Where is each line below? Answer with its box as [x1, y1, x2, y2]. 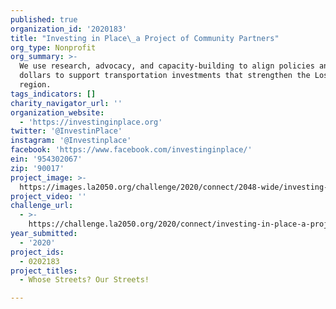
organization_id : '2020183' [10, 24, 128, 34]
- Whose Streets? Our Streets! [19, 275, 150, 285]
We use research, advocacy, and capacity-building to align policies [19, 61, 315, 71]
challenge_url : [10, 201, 74, 211]
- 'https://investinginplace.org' [19, 117, 163, 127]
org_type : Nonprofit [10, 42, 97, 53]
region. [19, 80, 52, 90]
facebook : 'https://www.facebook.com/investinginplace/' [10, 145, 253, 155]
